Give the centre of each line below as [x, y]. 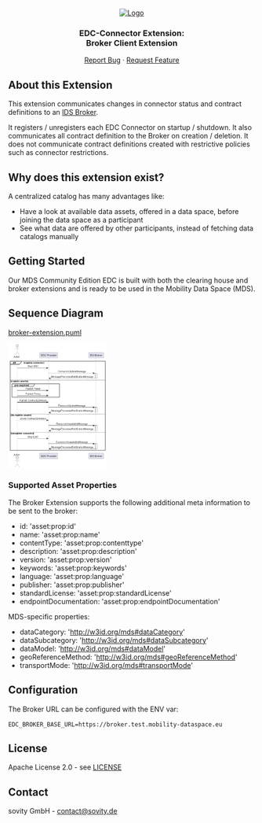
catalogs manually [49, 236]
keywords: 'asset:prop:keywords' [73, 568]
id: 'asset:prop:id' [48, 526]
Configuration [43, 690]
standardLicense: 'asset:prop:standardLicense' [95, 592]
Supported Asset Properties [63, 485]
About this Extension [60, 85]
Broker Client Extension [132, 42]
